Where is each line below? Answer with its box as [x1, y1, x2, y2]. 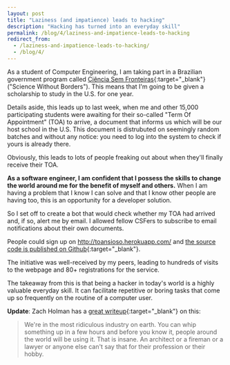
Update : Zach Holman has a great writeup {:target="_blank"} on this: [7, 307, 202, 315]
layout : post [7, 10, 45, 17]
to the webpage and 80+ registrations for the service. [7, 265, 160, 274]
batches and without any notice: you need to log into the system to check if [7, 132, 222, 140]
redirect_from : [7, 36, 51, 43]
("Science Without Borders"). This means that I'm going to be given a [7, 82, 204, 91]
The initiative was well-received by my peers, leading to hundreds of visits [7, 258, 219, 266]
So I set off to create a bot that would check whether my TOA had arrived [7, 209, 215, 218]
